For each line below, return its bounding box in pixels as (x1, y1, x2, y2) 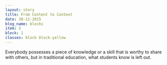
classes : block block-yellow (5, 35, 66, 40)
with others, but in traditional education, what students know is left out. (5, 54, 151, 60)
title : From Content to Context (5, 12, 72, 17)
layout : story (5, 7, 35, 12)
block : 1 (5, 30, 23, 35)
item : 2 (5, 26, 21, 31)
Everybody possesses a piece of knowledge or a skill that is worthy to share (5, 48, 162, 55)
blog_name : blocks (5, 21, 43, 26)
